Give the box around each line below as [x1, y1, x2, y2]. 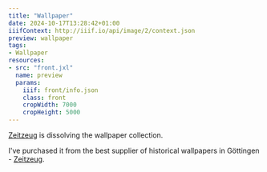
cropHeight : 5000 [22, 109, 81, 117]
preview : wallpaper [8, 34, 74, 42]
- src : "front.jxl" [8, 64, 74, 72]
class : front [22, 94, 67, 102]
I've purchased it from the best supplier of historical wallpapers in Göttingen [8, 146, 260, 155]
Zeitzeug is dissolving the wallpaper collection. [8, 130, 164, 140]
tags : [8, 42, 26, 50]
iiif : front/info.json [22, 86, 99, 94]
